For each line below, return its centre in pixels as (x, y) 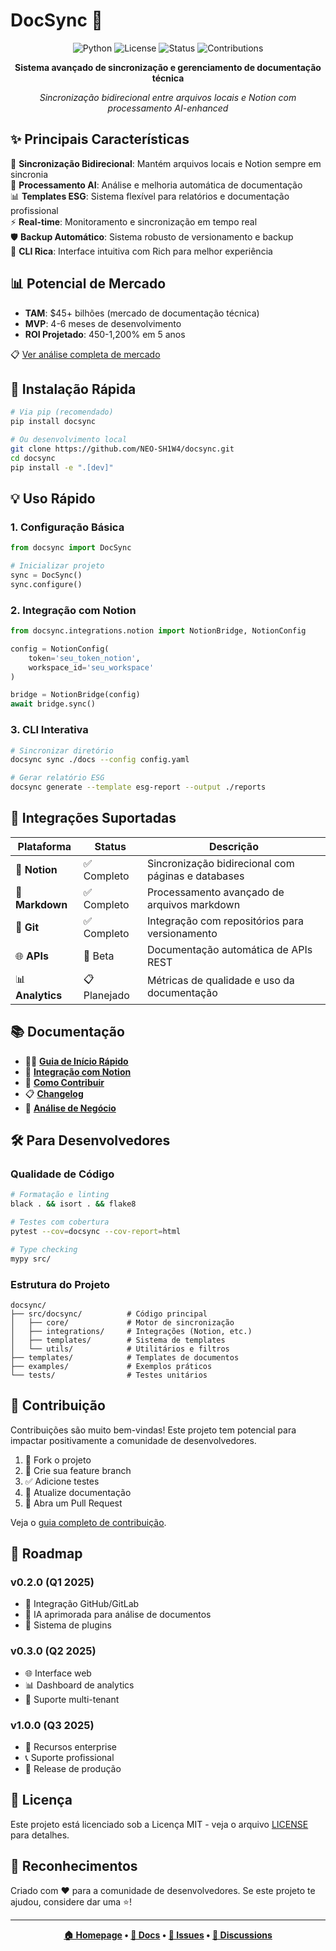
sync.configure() (46, 584)
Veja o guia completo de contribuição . (88, 1522)
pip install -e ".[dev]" (62, 467)
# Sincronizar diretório (62, 750)
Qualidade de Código (62, 1174)
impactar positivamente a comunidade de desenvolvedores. (133, 1440)
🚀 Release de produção (73, 1768)
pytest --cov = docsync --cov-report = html (96, 1231)
